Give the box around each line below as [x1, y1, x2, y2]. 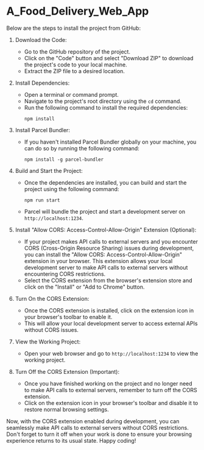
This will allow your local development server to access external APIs [24, 320, 198, 327]
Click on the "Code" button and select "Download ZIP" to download [24, 54, 194, 62]
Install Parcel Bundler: [15, 126, 70, 133]
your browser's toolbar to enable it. [24, 313, 113, 320]
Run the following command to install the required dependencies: [24, 104, 188, 111]
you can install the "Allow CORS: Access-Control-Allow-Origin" [24, 251, 183, 258]
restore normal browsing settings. [24, 406, 109, 413]
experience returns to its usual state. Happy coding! [6, 437, 136, 444]
